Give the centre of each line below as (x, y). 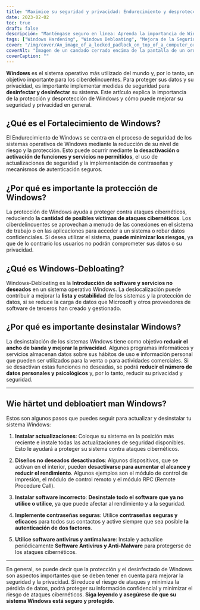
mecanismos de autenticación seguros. (54, 169)
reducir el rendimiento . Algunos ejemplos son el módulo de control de (101, 473)
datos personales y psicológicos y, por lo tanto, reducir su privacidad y (94, 373)
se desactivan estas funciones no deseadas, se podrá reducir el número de (99, 367)
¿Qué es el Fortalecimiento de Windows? (84, 124)
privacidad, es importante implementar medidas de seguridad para (88, 86)
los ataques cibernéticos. (46, 552)
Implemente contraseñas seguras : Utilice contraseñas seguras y (96, 515)
